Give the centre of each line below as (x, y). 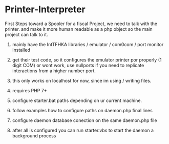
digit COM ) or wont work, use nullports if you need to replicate (78, 65)
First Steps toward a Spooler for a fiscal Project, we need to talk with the (81, 24)
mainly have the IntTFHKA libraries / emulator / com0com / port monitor (88, 44)
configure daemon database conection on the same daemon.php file (84, 120)
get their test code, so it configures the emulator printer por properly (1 (87, 59)
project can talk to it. (26, 34)
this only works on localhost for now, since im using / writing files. (82, 80)
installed (21, 50)
